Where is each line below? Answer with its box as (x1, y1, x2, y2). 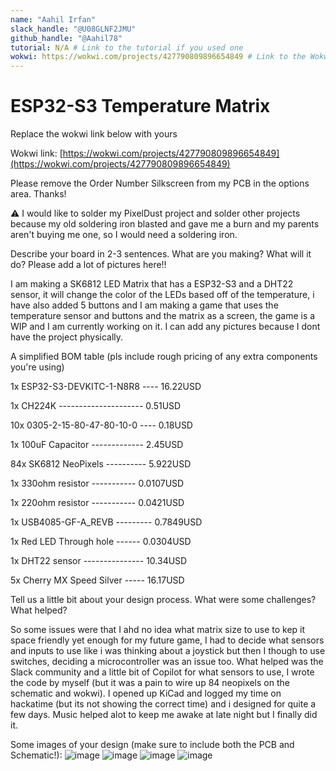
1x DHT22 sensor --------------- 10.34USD (10, 555, 188, 567)
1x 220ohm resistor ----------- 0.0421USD (10, 497, 185, 509)
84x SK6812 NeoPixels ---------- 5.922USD (10, 458, 192, 470)
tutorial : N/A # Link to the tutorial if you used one (10, 42, 244, 53)
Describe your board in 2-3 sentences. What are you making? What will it (10, 248, 312, 260)
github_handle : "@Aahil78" (10, 33, 123, 43)
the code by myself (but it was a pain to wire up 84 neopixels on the (10, 677, 290, 689)
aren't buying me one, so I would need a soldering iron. (10, 229, 238, 241)
